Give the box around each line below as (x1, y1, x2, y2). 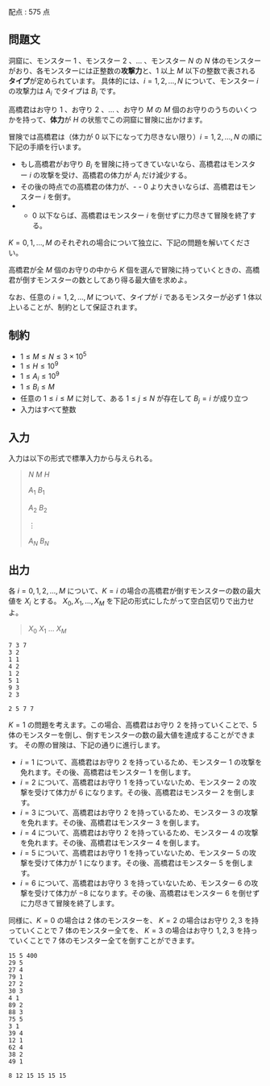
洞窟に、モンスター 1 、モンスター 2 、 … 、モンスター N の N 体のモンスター (8, 56, 262, 65)
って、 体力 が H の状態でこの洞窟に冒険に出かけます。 (29, 114, 207, 124)
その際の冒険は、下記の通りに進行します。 (23, 740, 165, 750)
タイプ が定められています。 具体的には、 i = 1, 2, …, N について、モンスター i (8, 76, 260, 85)
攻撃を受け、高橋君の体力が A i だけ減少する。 (39, 170, 192, 182)
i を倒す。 (43, 192, 75, 202)
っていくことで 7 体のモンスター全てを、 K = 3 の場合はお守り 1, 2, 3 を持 (8, 926, 251, 935)
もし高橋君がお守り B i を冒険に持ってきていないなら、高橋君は (19, 159, 228, 171)
